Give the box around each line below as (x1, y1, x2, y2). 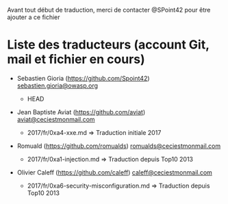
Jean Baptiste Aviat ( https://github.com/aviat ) (16, 107, 146, 116)
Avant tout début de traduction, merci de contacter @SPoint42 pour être (7, 6, 211, 14)
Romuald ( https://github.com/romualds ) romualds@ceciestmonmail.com (16, 142, 221, 150)
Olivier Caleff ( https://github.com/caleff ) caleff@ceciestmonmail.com (16, 168, 212, 177)
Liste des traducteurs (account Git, (7, 37, 210, 53)
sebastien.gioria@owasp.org (16, 81, 98, 90)
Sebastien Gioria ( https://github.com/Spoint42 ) (16, 74, 150, 82)
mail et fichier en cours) (7, 51, 145, 67)
